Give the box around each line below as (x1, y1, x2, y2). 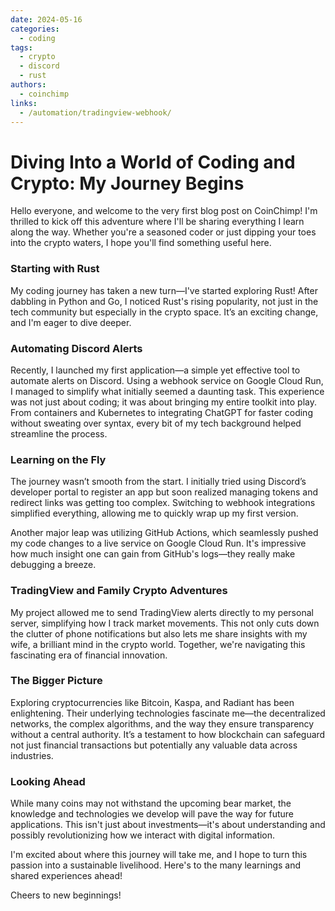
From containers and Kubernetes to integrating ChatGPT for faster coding (10, 406, 313, 418)
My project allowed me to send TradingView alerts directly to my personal (10, 606, 314, 618)
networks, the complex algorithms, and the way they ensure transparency (10, 717, 315, 730)
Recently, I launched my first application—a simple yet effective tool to (10, 364, 301, 376)
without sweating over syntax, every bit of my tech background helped (10, 417, 302, 429)
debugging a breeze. (10, 559, 97, 571)
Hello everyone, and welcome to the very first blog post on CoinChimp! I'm (10, 205, 318, 217)
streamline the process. (10, 427, 108, 440)
